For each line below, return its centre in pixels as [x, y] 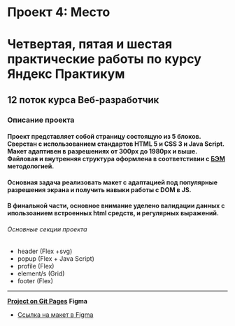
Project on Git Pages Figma [47, 301]
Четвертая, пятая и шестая [90, 45]
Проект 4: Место [59, 12]
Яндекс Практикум [66, 74]
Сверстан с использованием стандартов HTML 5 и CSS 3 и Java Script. [116, 144]
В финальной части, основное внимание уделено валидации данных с [116, 206]
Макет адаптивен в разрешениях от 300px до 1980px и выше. [102, 151]
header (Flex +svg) [45, 251]
